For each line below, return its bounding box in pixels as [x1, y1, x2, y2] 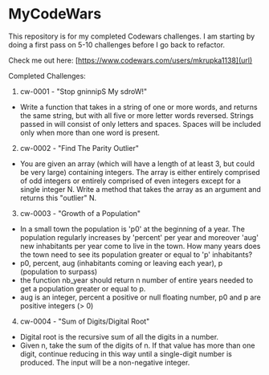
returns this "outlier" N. [19, 193, 97, 202]
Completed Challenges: [8, 71, 86, 80]
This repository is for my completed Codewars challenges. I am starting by [8, 31, 255, 41]
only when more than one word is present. [19, 128, 161, 137]
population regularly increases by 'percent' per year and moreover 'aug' [19, 232, 259, 242]
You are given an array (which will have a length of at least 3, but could [19, 158, 255, 169]
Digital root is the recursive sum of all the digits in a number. [19, 332, 219, 341]
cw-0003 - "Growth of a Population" [19, 208, 141, 218]
